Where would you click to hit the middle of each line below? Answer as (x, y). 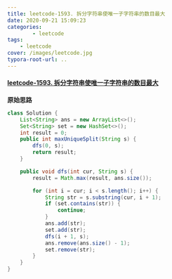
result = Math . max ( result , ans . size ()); (92, 178)
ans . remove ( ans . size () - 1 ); (87, 243)
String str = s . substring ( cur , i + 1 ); (103, 197)
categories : (25, 27)
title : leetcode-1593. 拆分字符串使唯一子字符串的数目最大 (86, 14)
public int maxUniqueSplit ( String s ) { (78, 139)
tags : (15, 40)
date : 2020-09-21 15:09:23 (47, 20)
